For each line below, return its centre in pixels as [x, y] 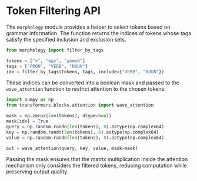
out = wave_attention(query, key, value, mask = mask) [72, 148]
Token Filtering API [54, 11]
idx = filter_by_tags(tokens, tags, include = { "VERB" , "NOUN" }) [85, 71]
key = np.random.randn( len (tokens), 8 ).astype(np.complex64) [83, 132]
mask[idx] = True [27, 121]
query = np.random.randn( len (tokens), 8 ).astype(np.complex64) [85, 127]
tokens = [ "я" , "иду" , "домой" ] [46, 61]
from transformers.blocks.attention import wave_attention [80, 105]
